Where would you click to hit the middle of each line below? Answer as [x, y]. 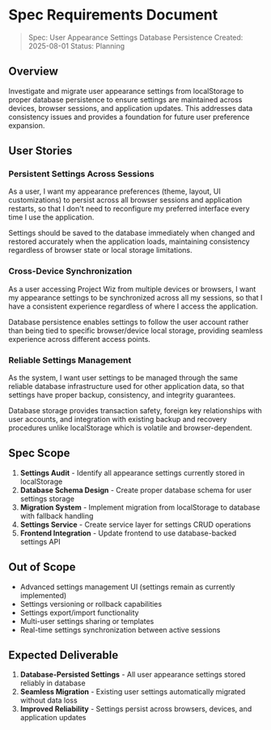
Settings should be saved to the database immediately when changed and [132, 233]
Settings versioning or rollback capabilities [91, 604]
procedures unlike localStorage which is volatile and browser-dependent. [130, 428]
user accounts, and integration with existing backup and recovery [118, 420]
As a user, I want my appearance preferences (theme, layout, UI [114, 191]
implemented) [43, 595]
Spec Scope [39, 453]
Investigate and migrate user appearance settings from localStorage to [126, 91]
